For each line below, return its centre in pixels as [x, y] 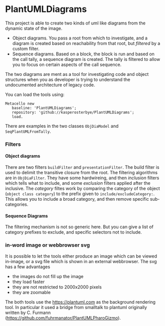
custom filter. [26, 48]
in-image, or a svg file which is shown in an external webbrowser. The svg [81, 261]
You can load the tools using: [35, 94]
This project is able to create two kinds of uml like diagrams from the [75, 23]
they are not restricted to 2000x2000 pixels [57, 287]
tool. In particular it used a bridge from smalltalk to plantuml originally [76, 307]
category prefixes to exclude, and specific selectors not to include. [74, 232]
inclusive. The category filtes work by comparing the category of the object [82, 189]
